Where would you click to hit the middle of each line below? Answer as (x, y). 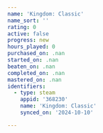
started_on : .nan (33, 60)
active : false (28, 34)
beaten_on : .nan (31, 66)
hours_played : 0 (31, 47)
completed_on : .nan (36, 73)
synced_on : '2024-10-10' (57, 112)
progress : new (28, 40)
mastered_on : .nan (34, 80)
